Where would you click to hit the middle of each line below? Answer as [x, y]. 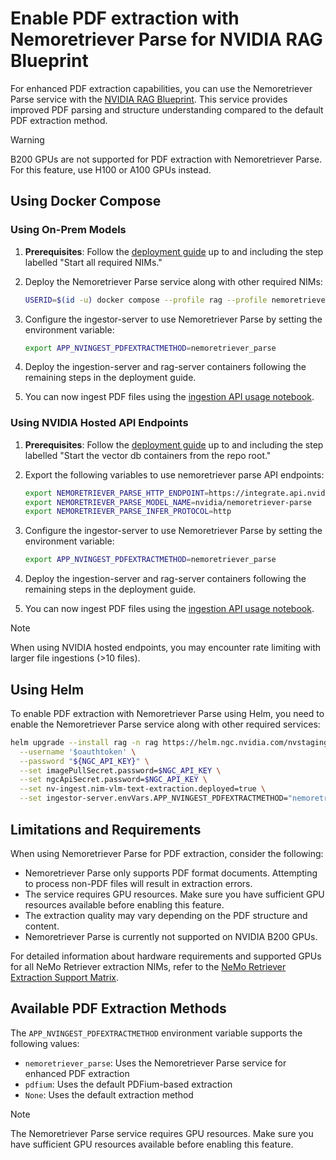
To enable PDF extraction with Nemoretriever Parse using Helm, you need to [167, 713]
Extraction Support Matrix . [64, 977]
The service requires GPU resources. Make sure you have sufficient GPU [174, 894]
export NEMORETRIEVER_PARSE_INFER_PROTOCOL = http [128, 512]
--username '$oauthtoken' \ [78, 752]
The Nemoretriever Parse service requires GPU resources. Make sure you [162, 1133]
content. [42, 926]
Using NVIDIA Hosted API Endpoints [99, 423]
